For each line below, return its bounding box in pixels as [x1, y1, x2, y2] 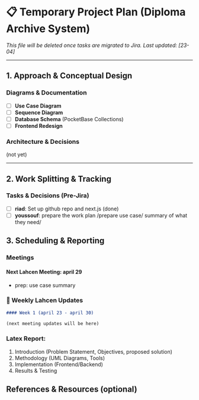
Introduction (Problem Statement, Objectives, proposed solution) [14, 348, 173, 355]
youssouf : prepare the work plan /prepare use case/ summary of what [14, 212, 188, 219]
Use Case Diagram [14, 102, 62, 109]
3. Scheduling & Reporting [6, 236, 105, 246]
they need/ [14, 218, 41, 225]
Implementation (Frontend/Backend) [14, 361, 104, 368]
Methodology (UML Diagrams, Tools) [14, 354, 105, 361]
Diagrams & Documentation [6, 89, 87, 97]
